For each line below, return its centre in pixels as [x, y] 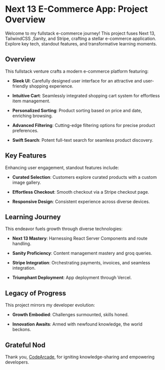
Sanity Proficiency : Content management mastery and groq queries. [82, 253]
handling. [22, 244]
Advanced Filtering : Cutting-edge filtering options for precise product [83, 125]
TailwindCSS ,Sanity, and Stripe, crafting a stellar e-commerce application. [81, 39]
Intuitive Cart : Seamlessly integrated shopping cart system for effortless [86, 95]
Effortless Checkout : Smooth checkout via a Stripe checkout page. [81, 192]
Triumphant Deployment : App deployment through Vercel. [72, 278]
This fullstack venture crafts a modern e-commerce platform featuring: [77, 71]
